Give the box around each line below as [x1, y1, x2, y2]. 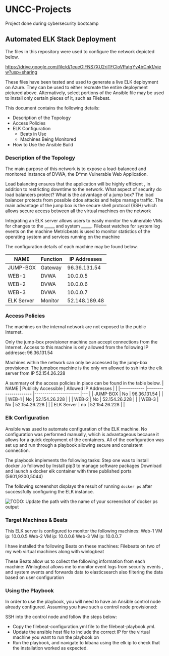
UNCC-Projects [5, 4, 72, 15]
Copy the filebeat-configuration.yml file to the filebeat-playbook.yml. [12, 624, 156, 630]
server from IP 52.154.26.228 [5, 370, 66, 376]
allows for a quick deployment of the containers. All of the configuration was [5, 437, 164, 443]
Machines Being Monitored [20, 136, 77, 142]
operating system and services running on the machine [5, 234, 120, 240]
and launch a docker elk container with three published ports [5, 468, 132, 474]
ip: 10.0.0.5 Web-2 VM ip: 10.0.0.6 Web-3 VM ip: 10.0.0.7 [5, 533, 122, 539]
